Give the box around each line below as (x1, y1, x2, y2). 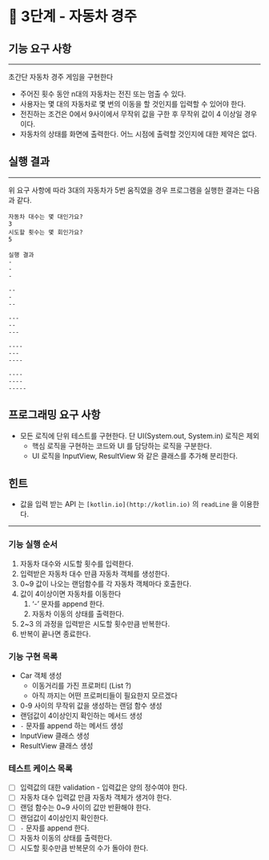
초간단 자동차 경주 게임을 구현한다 (8, 72, 114, 81)
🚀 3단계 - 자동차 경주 (8, 7, 138, 26)
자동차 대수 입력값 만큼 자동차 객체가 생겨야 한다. (19, 793, 172, 802)
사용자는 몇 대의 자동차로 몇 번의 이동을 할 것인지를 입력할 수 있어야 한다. (19, 99, 247, 108)
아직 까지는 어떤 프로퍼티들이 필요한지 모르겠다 (31, 691, 178, 700)
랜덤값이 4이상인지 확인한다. (19, 813, 109, 822)
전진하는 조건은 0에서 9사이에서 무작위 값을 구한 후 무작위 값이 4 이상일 (19, 109, 243, 119)
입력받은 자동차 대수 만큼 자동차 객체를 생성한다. (19, 569, 170, 578)
